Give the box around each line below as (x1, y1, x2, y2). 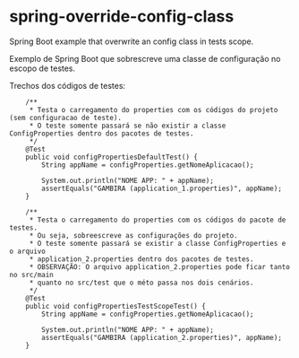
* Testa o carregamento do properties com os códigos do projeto (29, 105, 278, 114)
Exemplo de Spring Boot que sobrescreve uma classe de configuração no (9, 53, 281, 64)
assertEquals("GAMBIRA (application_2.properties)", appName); (41, 333, 282, 342)
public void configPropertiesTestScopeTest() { (25, 301, 206, 310)
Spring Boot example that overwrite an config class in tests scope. (9, 36, 254, 47)
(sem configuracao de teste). (9, 113, 123, 122)
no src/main (9, 270, 54, 279)
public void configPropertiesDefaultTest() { (25, 153, 199, 162)
